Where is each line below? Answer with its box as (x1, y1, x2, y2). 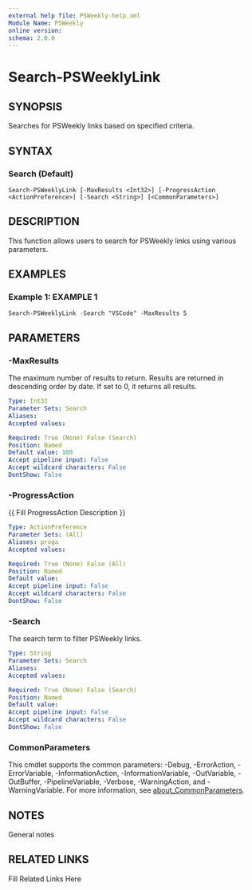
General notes (8, 830, 55, 840)
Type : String (8, 649, 52, 658)
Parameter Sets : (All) (8, 531, 84, 539)
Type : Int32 (8, 397, 48, 405)
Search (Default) (8, 168, 74, 179)
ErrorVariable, (8, 769, 54, 778)
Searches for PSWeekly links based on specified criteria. (8, 121, 195, 131)
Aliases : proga (8, 538, 59, 546)
